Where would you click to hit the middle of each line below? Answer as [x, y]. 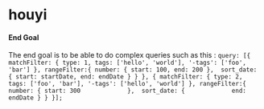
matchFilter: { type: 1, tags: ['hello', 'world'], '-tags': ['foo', [128, 63]
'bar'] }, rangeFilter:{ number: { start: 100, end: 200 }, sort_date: [133, 70]
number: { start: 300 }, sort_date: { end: [128, 91]
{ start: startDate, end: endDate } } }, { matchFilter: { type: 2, [126, 77]
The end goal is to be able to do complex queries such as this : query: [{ [130, 55]
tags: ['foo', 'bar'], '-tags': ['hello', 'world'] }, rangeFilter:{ [128, 84]
